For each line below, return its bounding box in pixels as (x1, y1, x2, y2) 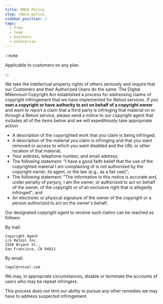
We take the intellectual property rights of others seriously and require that (5, 81, 155, 87)
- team (9, 30, 23, 35)
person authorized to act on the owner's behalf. (12, 200, 108, 206)
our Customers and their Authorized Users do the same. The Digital (5, 86, 141, 92)
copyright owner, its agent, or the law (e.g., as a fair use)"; (12, 169, 129, 175)
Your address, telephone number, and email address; (12, 153, 119, 159)
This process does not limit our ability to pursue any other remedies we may (5, 288, 158, 294)
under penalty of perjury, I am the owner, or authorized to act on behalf (12, 179, 155, 185)
